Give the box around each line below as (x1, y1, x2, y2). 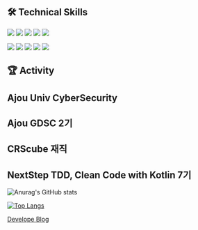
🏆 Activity (7, 65, 55, 77)
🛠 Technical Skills (7, 6, 88, 18)
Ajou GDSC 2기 (7, 117, 73, 129)
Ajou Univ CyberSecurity (7, 92, 118, 104)
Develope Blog (7, 215, 49, 224)
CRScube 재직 (7, 143, 67, 155)
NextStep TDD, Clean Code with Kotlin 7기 (7, 169, 192, 181)
